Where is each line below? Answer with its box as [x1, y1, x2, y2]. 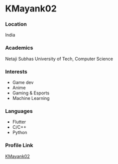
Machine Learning [12, 95, 50, 101]
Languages [5, 108, 33, 114]
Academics [5, 44, 33, 51]
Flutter [12, 119, 26, 125]
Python [12, 130, 27, 136]
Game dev [12, 80, 34, 85]
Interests [5, 68, 27, 75]
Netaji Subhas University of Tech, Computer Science [5, 56, 114, 62]
